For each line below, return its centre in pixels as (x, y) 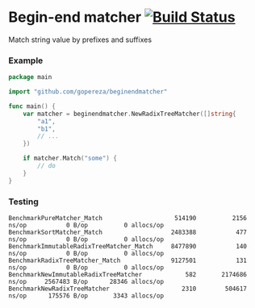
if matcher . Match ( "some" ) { (70, 158)
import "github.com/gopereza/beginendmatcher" (88, 92)
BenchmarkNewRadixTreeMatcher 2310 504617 (128, 289)
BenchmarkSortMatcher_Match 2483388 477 (128, 233)
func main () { (32, 106)
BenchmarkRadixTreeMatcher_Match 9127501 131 (128, 261)
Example (26, 60)
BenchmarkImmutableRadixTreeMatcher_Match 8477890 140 (128, 247)
